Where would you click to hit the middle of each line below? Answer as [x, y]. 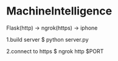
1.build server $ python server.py [48, 39]
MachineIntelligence [59, 11]
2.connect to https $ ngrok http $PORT [55, 51]
